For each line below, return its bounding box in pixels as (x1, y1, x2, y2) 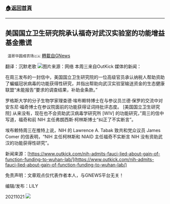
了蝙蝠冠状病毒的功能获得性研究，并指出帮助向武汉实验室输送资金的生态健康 (5, 80, 165, 87)
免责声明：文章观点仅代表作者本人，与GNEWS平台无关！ (5, 172, 124, 178)
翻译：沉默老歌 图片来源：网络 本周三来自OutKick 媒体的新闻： (5, 63, 142, 69)
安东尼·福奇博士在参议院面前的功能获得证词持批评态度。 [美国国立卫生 (5, 104, 152, 110)
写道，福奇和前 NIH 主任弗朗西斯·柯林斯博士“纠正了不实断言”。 (5, 116, 136, 123)
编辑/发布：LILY (5, 183, 38, 189)
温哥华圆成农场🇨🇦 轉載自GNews (7, 53, 71, 59)
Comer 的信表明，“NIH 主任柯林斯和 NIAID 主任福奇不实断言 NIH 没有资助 (5, 134, 158, 140)
